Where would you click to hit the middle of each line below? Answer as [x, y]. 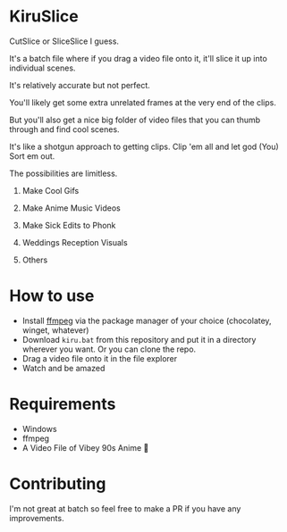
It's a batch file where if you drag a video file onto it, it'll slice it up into [139, 58]
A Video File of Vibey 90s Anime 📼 [85, 447]
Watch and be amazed [63, 368]
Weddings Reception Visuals [75, 242]
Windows [39, 428]
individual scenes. [42, 68]
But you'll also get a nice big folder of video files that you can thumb [135, 120]
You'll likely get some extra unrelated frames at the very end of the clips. [143, 102]
